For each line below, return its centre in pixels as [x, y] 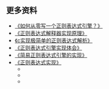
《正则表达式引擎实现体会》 [48, 47]
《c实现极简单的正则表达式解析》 [54, 40]
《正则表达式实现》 [38, 62]
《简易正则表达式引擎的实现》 [51, 55]
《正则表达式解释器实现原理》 [51, 33]
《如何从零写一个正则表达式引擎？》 [59, 26]
